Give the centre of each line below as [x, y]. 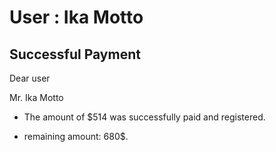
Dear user [30, 78]
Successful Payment [75, 54]
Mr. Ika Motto [36, 97]
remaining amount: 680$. [76, 136]
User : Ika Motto [76, 17]
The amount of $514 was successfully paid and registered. [144, 117]
